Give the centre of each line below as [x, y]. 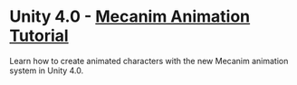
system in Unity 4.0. [47, 71]
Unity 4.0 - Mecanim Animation [130, 17]
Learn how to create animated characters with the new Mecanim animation [149, 61]
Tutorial [39, 36]
